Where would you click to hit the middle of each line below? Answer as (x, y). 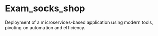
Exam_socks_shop (45, 9)
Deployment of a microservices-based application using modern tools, (79, 22)
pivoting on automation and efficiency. (45, 27)
